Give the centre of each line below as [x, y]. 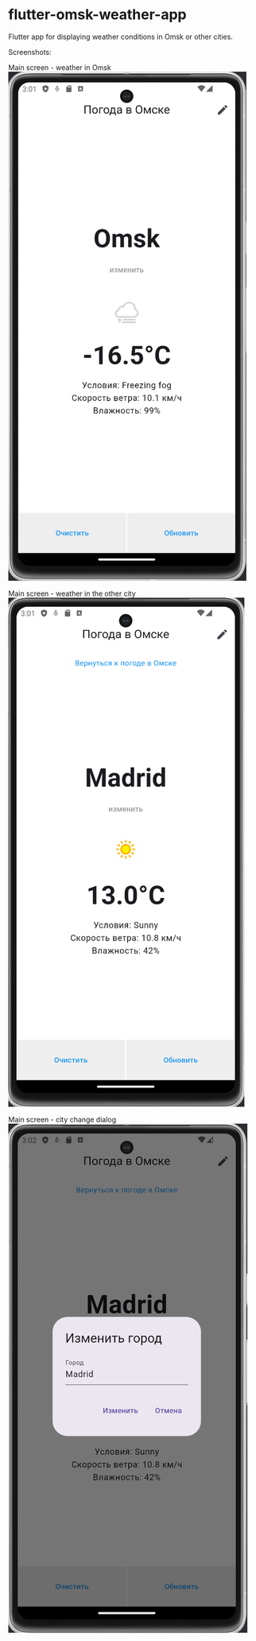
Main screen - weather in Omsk [60, 67]
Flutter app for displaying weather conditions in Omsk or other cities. [120, 37]
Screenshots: [30, 52]
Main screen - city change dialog [62, 1119]
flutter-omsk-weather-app [97, 15]
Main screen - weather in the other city [72, 593]
